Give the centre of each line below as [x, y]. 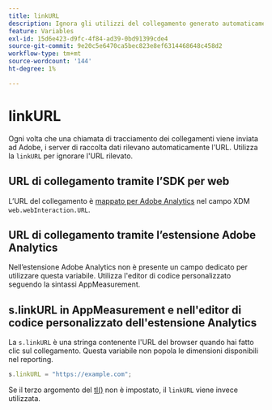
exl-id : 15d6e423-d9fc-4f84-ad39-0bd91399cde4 [88, 39]
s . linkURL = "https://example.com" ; [70, 374]
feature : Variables [41, 31]
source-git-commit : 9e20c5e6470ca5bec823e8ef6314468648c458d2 [115, 46]
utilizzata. [24, 398]
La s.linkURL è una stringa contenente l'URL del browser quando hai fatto [131, 343]
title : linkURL [34, 16]
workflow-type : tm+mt [45, 54]
